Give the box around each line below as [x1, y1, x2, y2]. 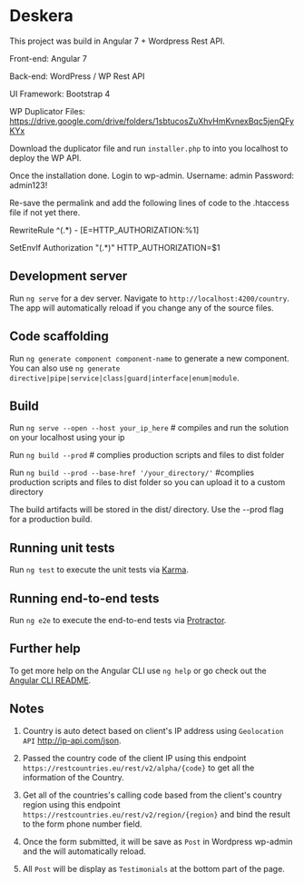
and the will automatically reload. [22, 846, 147, 857]
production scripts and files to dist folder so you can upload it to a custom [9, 477, 286, 488]
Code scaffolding [9, 329, 109, 344]
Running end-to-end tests [9, 590, 160, 606]
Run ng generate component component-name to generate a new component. [9, 352, 290, 363]
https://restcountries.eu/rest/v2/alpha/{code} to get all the [22, 762, 255, 773]
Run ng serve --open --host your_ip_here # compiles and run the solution [9, 422, 289, 433]
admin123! [9, 179, 48, 191]
